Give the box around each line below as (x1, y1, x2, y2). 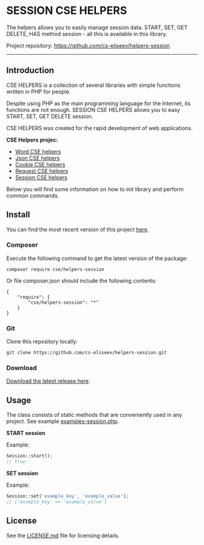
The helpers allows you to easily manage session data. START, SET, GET (6, 24, 188, 31)
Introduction (6, 65, 55, 76)
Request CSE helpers (15, 167, 69, 174)
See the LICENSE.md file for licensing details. (6, 532, 120, 539)
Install (6, 210, 30, 220)
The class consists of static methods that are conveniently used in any (6, 411, 183, 419)
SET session (6, 470, 38, 477)
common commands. (6, 192, 59, 199)
